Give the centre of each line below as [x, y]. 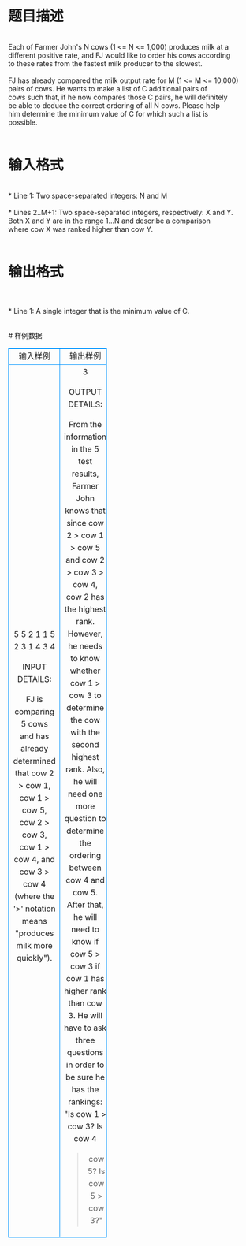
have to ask [86, 1028]
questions [85, 1052]
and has [34, 736]
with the [86, 732]
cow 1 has [85, 978]
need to [85, 929]
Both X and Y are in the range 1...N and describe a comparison [109, 221]
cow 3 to [85, 695]
